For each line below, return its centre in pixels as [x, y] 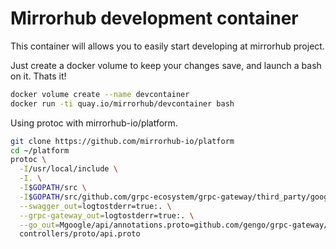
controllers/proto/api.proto [80, 234]
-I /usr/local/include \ [68, 169]
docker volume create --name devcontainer [100, 94]
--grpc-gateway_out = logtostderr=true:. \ [107, 215]
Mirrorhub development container [154, 18]
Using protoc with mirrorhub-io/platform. [94, 123]
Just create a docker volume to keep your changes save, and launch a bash [166, 65]
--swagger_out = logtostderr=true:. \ [95, 206]
